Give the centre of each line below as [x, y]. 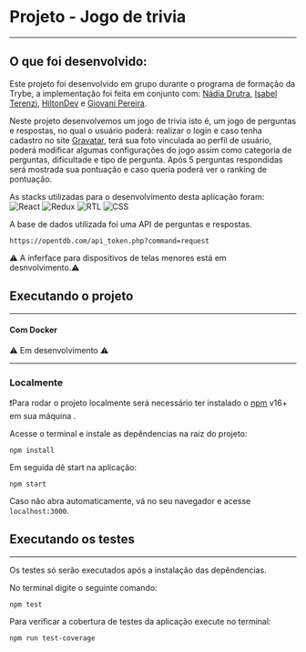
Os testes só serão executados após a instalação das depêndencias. [138, 570]
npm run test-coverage [52, 638]
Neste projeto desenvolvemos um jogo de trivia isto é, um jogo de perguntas [153, 121]
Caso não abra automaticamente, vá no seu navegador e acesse [130, 501]
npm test [26, 605]
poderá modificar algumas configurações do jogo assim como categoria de [151, 150]
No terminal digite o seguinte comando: [83, 587]
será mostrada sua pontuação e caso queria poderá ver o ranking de [138, 169]
